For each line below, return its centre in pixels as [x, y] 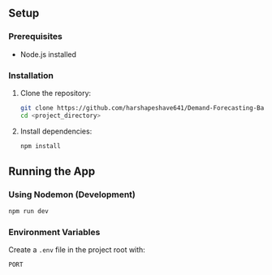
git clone [37, 108]
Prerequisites [35, 37]
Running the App [52, 171]
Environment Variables [54, 233]
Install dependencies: [56, 131]
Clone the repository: [56, 93]
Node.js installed [48, 54]
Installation [31, 75]
